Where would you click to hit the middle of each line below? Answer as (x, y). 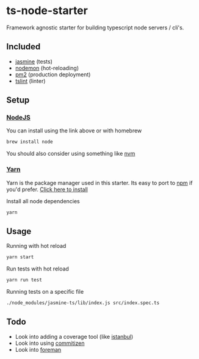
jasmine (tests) (34, 61)
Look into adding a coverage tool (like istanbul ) (74, 336)
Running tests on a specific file (45, 292)
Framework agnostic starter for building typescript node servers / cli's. (95, 27)
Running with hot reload (36, 246)
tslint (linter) (30, 81)
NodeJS (18, 118)
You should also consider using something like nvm (71, 154)
